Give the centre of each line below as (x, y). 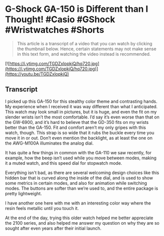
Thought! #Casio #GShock (60, 19)
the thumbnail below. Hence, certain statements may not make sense (87, 49)
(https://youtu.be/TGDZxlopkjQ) (37, 74)
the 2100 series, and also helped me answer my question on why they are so (82, 223)
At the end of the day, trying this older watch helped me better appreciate (79, 218)
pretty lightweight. (23, 193)
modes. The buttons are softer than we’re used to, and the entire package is (82, 188)
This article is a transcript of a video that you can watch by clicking (85, 43)
